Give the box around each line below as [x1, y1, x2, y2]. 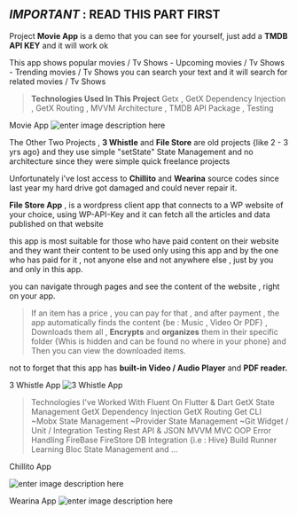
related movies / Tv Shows [9, 75, 106, 87]
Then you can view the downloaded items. [30, 345, 186, 355]
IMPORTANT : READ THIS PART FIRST [9, 7, 221, 22]
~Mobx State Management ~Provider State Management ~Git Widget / [30, 416, 289, 426]
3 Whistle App [9, 379, 61, 390]
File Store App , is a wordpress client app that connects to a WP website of [9, 199, 284, 210]
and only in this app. [9, 263, 83, 274]
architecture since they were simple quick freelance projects [9, 155, 231, 167]
